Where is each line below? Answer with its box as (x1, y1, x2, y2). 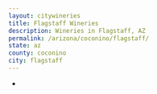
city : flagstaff (8, 57, 63, 65)
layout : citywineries (8, 11, 81, 20)
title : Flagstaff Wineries (8, 19, 99, 27)
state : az (8, 42, 42, 50)
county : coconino (8, 49, 67, 57)
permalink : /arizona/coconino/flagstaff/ (8, 34, 150, 43)
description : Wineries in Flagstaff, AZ (8, 27, 147, 35)
